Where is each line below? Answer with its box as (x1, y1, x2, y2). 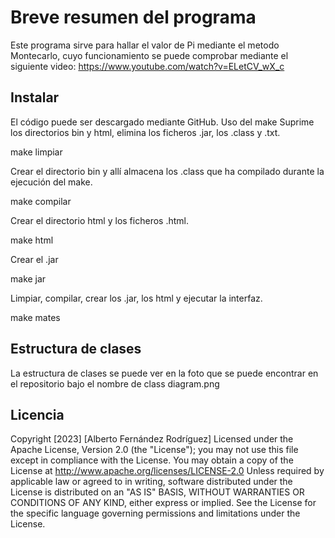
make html (10, 234, 54, 246)
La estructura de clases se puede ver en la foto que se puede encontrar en (10, 367, 319, 379)
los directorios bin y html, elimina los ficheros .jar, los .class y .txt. (10, 126, 281, 138)
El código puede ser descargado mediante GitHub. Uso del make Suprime (10, 116, 315, 128)
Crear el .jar (10, 253, 59, 265)
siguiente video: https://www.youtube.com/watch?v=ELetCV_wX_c (10, 60, 285, 72)
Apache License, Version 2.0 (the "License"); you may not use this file (10, 444, 299, 456)
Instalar (10, 89, 60, 106)
